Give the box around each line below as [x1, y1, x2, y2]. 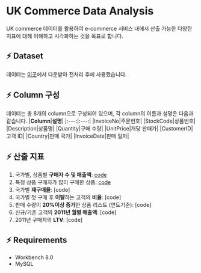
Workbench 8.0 [14, 254, 54, 261]
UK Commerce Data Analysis [6, 4, 154, 18]
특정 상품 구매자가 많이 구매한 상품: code [14, 179, 111, 186]
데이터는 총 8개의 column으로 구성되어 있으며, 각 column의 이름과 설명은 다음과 [6, 109, 194, 117]
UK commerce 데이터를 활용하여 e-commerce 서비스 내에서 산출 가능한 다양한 [6, 25, 193, 32]
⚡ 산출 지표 [6, 152, 45, 162]
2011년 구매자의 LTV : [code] [14, 216, 83, 224]
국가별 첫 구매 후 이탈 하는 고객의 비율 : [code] [14, 194, 122, 201]
